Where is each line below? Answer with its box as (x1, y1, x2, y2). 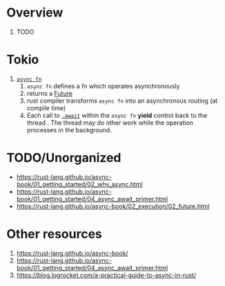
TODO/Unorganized (6, 150, 121, 166)
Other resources (6, 226, 103, 242)
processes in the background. (26, 125, 112, 134)
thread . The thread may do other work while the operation (26, 119, 194, 127)
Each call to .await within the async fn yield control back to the (26, 111, 208, 119)
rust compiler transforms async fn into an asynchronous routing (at (26, 96, 218, 105)
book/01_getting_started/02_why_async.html (16, 180, 143, 188)
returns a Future (26, 89, 73, 97)
